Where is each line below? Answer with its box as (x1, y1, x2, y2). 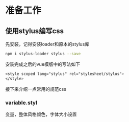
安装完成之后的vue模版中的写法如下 (5, 61, 81, 67)
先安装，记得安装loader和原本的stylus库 (5, 41, 90, 47)
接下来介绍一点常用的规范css (5, 86, 66, 92)
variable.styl (5, 99, 37, 106)
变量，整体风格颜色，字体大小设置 (5, 111, 77, 117)
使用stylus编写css (5, 27, 64, 35)
